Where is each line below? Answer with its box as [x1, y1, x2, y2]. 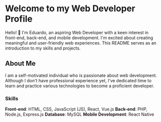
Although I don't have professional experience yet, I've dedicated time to [5, 77, 152, 83]
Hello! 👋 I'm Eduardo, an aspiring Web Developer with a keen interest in [5, 29, 149, 35]
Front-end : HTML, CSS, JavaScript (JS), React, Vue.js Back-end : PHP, [5, 106, 148, 112]
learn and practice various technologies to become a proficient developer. [5, 83, 155, 89]
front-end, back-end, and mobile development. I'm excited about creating [5, 35, 153, 41]
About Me [5, 59, 36, 68]
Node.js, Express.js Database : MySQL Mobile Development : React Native [5, 111, 154, 118]
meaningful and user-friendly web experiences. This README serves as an [5, 40, 157, 46]
